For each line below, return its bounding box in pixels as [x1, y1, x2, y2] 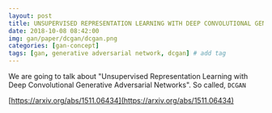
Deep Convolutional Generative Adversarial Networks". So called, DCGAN [8, 80, 247, 90]
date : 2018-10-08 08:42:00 [8, 27, 100, 35]
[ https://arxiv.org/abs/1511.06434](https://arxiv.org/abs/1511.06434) [8, 96, 235, 105]
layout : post [8, 11, 53, 20]
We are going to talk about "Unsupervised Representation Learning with [8, 72, 249, 81]
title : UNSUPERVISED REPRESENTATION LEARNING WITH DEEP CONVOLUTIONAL [8, 19, 252, 27]
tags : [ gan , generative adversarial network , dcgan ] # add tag [8, 49, 227, 57]
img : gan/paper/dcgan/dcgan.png [8, 34, 117, 43]
